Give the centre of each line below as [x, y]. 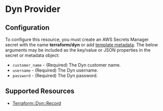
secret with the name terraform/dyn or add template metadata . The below [81, 45]
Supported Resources [40, 91]
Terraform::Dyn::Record [37, 103]
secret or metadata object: [32, 55]
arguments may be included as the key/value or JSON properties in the [78, 50]
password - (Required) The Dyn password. [55, 75]
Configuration [27, 28]
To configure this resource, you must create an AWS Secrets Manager [77, 39]
